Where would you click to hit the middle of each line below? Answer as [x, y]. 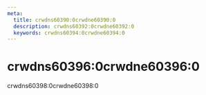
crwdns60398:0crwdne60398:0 [53, 86]
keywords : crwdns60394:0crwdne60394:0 [69, 33]
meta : [15, 13]
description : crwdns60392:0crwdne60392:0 [74, 26]
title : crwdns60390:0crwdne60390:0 [65, 20]
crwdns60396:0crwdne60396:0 [104, 67]
